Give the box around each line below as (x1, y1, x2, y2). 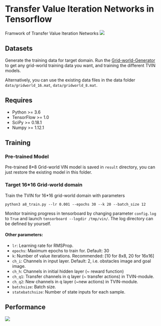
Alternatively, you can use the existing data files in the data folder (5, 77, 135, 83)
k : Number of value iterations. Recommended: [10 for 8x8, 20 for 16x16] (12, 253, 155, 259)
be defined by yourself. (5, 221, 51, 227)
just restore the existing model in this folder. (5, 169, 92, 175)
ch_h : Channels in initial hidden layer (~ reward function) (12, 268, 124, 274)
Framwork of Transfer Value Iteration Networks (5, 30, 99, 36)
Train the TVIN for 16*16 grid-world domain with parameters (5, 193, 125, 198)
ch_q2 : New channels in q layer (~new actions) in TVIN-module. (12, 278, 139, 284)
